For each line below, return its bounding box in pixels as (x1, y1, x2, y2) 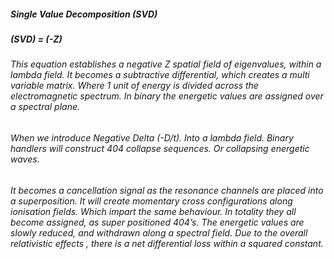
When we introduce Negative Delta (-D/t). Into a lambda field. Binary (10, 131, 294, 144)
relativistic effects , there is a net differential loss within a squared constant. (10, 237, 324, 249)
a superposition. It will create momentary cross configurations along (10, 195, 293, 207)
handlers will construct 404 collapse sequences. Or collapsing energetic (10, 142, 310, 154)
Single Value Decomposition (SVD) (10, 8, 158, 20)
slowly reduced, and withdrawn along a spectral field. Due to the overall (10, 226, 308, 239)
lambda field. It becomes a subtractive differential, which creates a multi (10, 69, 310, 81)
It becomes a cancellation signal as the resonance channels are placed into (10, 184, 324, 196)
